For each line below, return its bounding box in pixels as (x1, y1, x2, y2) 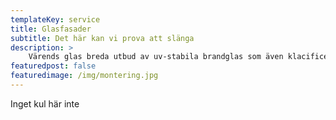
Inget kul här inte (10, 97, 80, 110)
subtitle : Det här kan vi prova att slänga (10, 33, 195, 43)
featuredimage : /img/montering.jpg (10, 71, 159, 81)
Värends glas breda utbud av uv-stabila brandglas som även (28, 52, 284, 62)
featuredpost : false (10, 61, 97, 71)
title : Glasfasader (10, 24, 92, 34)
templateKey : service (10, 14, 101, 25)
